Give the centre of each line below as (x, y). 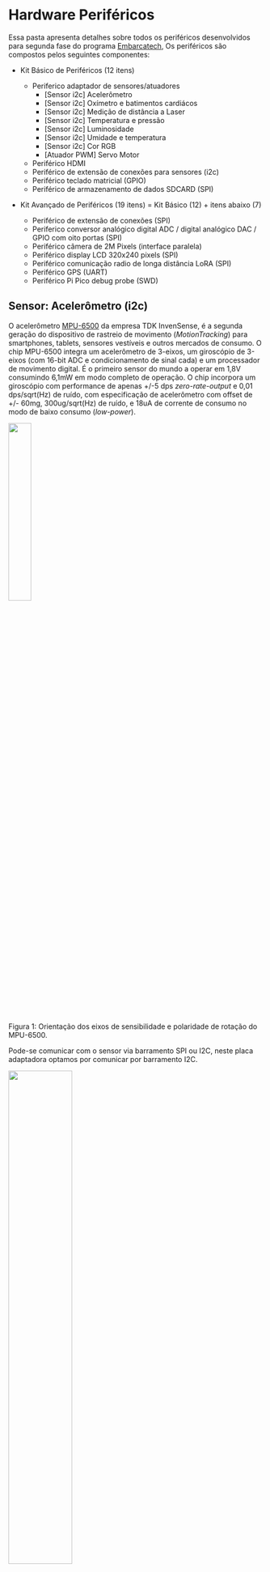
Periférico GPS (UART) (70, 272)
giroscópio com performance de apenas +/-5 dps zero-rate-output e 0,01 (131, 385)
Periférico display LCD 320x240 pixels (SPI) (105, 255)
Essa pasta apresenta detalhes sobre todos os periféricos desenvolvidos (129, 37)
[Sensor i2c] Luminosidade (89, 129)
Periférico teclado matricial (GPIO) (89, 181)
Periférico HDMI (59, 163)
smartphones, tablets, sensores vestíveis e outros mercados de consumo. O (135, 342)
